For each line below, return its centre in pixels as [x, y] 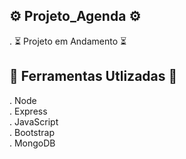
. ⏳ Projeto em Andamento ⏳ [68, 41]
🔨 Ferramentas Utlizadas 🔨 [93, 76]
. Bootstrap [32, 132]
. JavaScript [34, 121]
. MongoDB [32, 143]
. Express [28, 111]
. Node [23, 100]
